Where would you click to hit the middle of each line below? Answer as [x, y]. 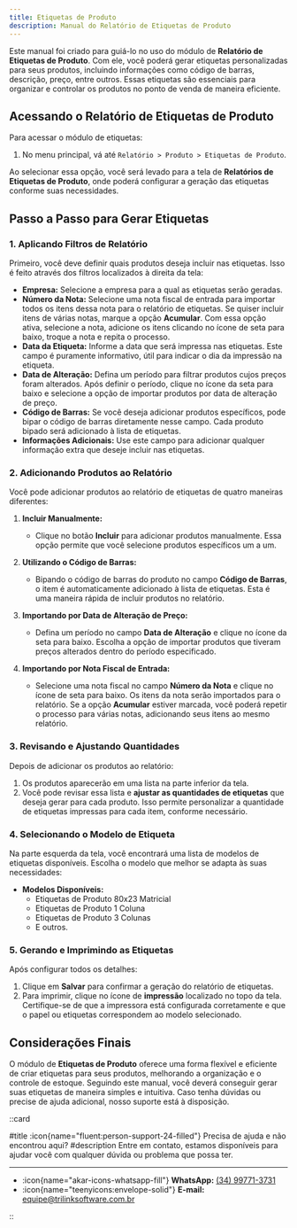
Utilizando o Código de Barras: [79, 563]
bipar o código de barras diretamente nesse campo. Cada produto [142, 421]
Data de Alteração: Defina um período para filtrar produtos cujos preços [154, 374]
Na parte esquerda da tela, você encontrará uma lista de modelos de [134, 853]
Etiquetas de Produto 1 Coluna [90, 908]
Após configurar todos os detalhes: [73, 969]
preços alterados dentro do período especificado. [126, 651]
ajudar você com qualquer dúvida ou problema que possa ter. [121, 1154]
